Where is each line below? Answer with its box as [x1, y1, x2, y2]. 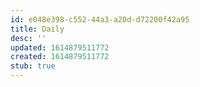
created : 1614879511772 [10, 52, 110, 62]
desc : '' [10, 33, 47, 43]
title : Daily [10, 24, 65, 34]
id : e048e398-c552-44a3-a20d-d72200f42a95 [10, 14, 190, 25]
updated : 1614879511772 [10, 42, 110, 53]
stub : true [10, 61, 56, 71]
